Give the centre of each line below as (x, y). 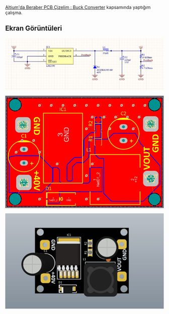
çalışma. (14, 13)
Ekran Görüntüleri (34, 28)
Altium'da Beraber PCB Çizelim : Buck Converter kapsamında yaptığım (78, 7)
